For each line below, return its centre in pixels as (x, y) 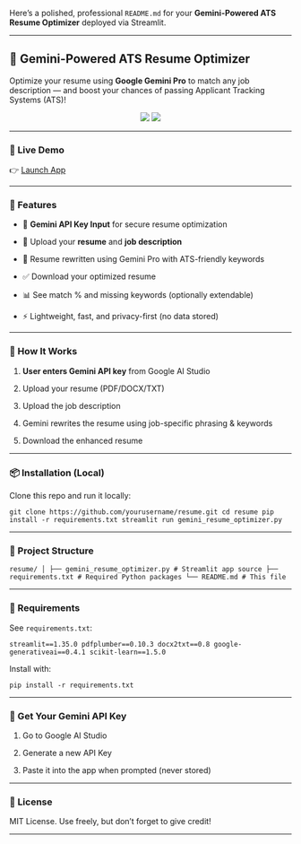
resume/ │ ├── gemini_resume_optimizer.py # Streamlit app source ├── (144, 570)
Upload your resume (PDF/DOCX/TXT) (93, 388)
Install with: (30, 668)
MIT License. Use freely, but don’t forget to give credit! (111, 822)
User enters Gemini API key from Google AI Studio (116, 370)
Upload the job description (71, 405)
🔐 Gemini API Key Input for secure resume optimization (125, 224)
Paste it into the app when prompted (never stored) (117, 770)
